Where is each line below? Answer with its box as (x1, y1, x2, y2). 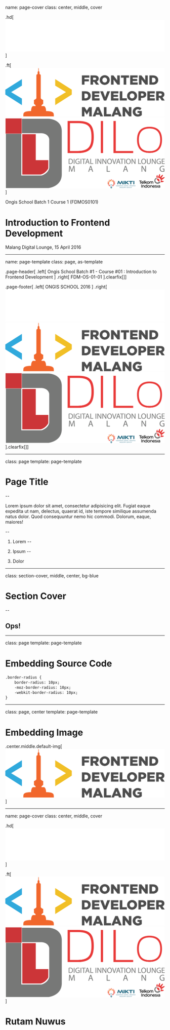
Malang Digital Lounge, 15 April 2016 (5, 244, 81, 250)
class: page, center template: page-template (5, 709, 98, 715)
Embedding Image (5, 727, 83, 738)
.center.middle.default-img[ (5, 743, 62, 749)
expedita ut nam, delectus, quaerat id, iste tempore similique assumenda (5, 508, 157, 514)
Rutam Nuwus (5, 1015, 66, 1027)
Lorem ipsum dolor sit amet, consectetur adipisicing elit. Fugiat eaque (5, 502, 151, 508)
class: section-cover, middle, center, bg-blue (5, 572, 99, 579)
